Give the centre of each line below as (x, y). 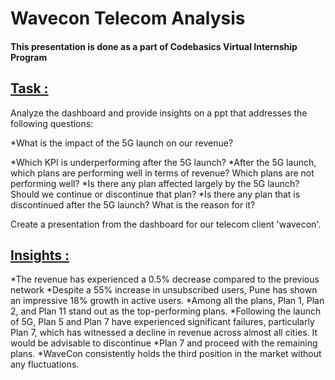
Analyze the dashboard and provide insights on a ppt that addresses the (159, 113)
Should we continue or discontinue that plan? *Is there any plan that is (155, 194)
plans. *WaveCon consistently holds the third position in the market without (166, 354)
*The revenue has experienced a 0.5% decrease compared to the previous (165, 279)
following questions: (52, 123)
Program (29, 57)
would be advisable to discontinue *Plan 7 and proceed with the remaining (164, 343)
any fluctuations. (45, 364)
